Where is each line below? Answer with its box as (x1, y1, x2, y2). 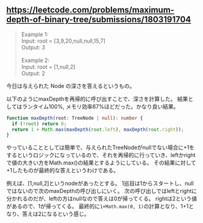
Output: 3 (21, 43, 46, 51)
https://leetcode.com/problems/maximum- (6, 5, 175, 15)
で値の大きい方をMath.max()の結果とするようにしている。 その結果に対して (6, 159, 197, 167)
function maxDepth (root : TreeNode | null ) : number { (6, 115, 143, 121)
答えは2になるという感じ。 (22, 210, 90, 218)
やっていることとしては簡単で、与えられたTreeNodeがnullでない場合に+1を (6, 144, 195, 152)
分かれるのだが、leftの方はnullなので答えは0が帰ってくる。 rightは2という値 (6, 195, 198, 202)
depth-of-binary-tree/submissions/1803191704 (6, 15, 191, 25)
